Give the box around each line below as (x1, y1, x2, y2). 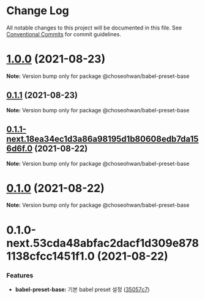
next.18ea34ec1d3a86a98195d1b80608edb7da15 (6, 134, 199, 144)
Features (6, 271, 34, 279)
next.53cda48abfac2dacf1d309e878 (6, 236, 199, 250)
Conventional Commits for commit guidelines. (6, 30, 121, 37)
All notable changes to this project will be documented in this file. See (6, 24, 182, 31)
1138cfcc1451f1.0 (6, 249, 95, 263)
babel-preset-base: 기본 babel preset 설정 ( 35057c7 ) (15, 285, 150, 293)
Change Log (6, 4, 69, 18)
